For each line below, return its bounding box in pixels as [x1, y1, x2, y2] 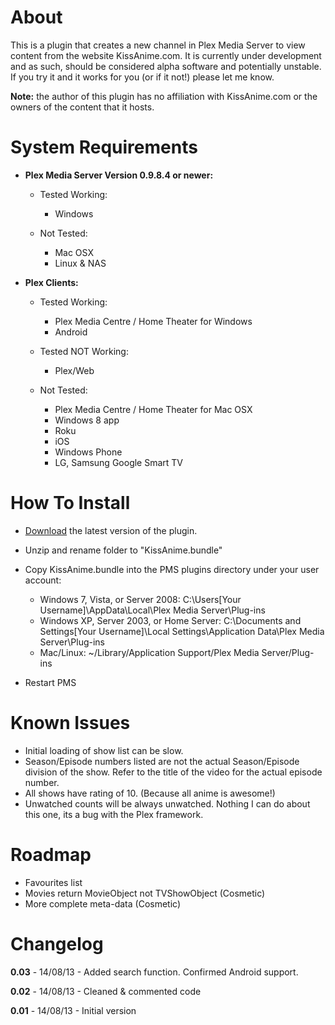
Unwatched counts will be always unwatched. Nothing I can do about [24, 797, 311, 810]
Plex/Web [54, 364, 95, 376]
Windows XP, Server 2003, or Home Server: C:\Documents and [39, 614, 302, 626]
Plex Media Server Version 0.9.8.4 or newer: [24, 169, 214, 181]
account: [24, 574, 62, 586]
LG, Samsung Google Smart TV [54, 456, 184, 468]
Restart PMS [24, 676, 77, 688]
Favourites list [24, 876, 83, 888]
